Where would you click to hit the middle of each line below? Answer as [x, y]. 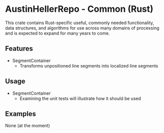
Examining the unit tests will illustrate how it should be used [80, 98]
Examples [20, 114]
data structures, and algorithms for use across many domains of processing [82, 28]
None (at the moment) [28, 126]
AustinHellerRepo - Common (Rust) [79, 9]
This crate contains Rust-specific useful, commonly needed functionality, [80, 23]
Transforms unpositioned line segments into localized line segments [89, 66]
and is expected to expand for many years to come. [58, 33]
